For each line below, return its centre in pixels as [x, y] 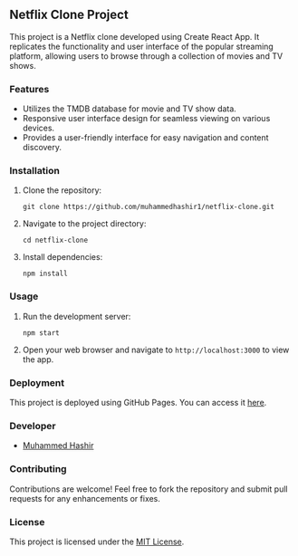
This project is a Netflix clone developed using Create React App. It [135, 36]
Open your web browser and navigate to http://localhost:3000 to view [156, 350]
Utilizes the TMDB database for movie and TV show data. [130, 109]
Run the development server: [77, 316]
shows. [23, 65]
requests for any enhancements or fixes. [85, 498]
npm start [41, 333]
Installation [35, 171]
